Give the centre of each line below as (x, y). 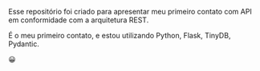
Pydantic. (24, 44)
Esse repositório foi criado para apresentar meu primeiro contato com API (130, 12)
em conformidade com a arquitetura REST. (79, 20)
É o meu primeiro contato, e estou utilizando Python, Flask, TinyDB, (120, 35)
